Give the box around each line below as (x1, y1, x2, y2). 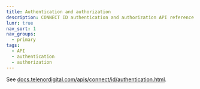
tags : (6, 43, 20, 49)
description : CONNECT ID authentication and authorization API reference (6, 14, 195, 20)
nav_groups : (6, 31, 36, 37)
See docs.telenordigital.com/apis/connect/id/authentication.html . (6, 76, 166, 83)
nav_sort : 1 (6, 25, 36, 32)
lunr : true (6, 20, 34, 26)
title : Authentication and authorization (6, 8, 111, 15)
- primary (11, 37, 36, 43)
